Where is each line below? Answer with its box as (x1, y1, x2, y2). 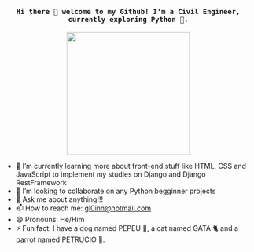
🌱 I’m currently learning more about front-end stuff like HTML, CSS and (15, 162, 246, 171)
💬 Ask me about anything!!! (15, 195, 104, 204)
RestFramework (15, 178, 67, 188)
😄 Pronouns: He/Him (15, 215, 85, 225)
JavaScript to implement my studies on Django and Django (15, 170, 206, 179)
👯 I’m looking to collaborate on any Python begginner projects (15, 186, 216, 196)
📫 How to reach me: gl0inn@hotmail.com (15, 203, 152, 213)
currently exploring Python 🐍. (68, 15, 189, 24)
